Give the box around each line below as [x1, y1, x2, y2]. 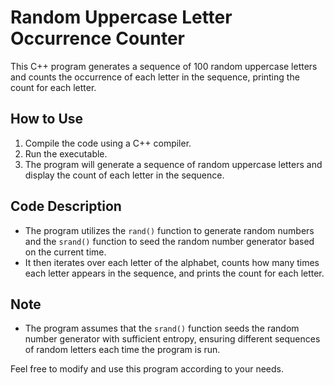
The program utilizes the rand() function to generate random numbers [24, 224, 315, 236]
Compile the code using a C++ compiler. [24, 137, 192, 149]
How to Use [10, 111, 84, 128]
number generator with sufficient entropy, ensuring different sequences [24, 333, 321, 345]
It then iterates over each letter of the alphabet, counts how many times [24, 256, 320, 268]
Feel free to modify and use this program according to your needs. [10, 363, 285, 375]
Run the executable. [24, 147, 108, 160]
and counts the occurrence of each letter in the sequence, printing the [10, 71, 300, 83]
